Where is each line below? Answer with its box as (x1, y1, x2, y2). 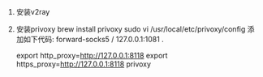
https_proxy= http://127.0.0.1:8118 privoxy (15, 59, 152, 69)
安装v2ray (15, 7, 50, 16)
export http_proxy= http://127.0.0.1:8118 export (15, 51, 168, 60)
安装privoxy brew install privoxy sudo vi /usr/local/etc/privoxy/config (15, 24, 246, 34)
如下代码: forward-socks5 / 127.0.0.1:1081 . (23, 35, 164, 44)
